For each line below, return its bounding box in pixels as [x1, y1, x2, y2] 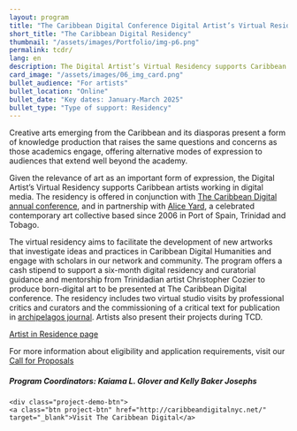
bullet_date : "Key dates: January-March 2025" [9, 95, 184, 104]
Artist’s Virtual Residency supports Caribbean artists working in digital [9, 182, 263, 193]
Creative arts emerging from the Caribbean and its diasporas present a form [9, 127, 286, 138]
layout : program [9, 12, 69, 22]
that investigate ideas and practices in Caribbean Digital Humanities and [9, 246, 271, 257]
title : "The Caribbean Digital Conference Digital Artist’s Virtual [9, 21, 267, 30]
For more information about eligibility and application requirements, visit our [9, 346, 286, 357]
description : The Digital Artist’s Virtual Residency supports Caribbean [9, 63, 287, 72]
